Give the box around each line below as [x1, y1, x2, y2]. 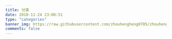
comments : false [5, 26, 40, 31]
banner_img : [5, 21, 31, 27]
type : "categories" [5, 17, 47, 22]
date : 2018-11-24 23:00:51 [5, 12, 63, 17]
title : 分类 [5, 7, 29, 13]
